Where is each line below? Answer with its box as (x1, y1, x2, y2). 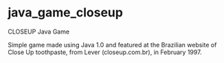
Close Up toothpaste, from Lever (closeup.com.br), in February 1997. (8, 48, 202, 56)
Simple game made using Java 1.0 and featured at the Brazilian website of (8, 40, 217, 49)
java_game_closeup (8, 5, 123, 21)
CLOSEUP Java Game (8, 27, 70, 36)
